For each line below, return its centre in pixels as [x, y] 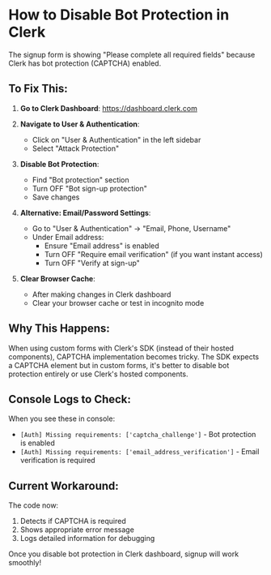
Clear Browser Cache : [57, 278]
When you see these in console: [62, 418]
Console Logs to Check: [70, 399]
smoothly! [25, 563]
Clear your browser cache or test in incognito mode [118, 303]
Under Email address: [68, 237]
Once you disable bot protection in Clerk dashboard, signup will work [124, 554]
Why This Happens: [59, 329]
